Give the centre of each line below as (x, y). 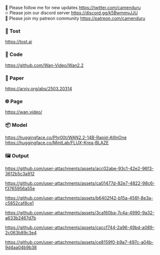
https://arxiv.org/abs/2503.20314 (39, 88)
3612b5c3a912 (20, 173)
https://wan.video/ (24, 112)
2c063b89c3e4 (21, 232)
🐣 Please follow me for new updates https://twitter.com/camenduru (73, 8)
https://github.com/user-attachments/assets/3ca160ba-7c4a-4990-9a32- (80, 212)
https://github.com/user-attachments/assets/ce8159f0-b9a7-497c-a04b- (79, 242)
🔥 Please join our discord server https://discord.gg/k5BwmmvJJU (72, 13)
